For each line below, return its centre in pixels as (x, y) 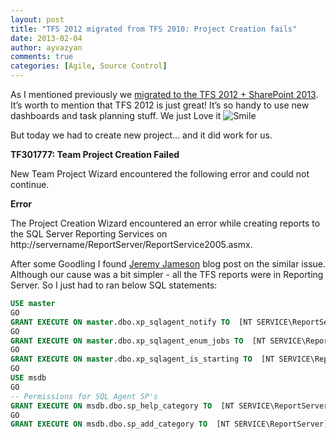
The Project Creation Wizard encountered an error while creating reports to (165, 223)
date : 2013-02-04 (46, 38)
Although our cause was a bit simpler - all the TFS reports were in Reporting (167, 274)
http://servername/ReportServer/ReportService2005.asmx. (131, 244)
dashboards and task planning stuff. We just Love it (116, 115)
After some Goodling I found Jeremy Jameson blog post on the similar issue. (168, 264)
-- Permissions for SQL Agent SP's (84, 396)
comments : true (42, 57)
